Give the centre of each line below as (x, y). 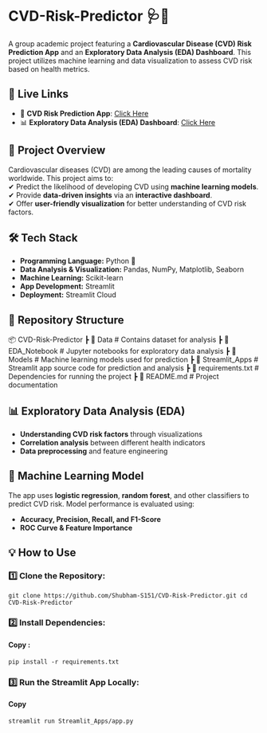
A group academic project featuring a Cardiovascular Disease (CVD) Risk (130, 43)
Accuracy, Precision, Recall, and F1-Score (90, 519)
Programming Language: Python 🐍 (78, 261)
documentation (33, 385)
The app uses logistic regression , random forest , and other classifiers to (129, 495)
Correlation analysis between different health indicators (112, 443)
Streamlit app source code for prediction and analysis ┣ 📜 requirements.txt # (133, 368)
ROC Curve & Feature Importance (76, 527)
